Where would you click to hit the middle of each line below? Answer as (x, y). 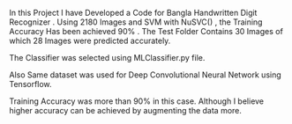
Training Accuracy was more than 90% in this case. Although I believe (137, 101)
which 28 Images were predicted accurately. (90, 40)
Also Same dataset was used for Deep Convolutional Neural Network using (146, 75)
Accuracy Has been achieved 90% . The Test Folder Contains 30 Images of (146, 31)
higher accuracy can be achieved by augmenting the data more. (126, 110)
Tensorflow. (30, 84)
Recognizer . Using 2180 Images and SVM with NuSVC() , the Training (136, 22)
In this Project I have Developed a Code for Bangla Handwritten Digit (133, 13)
